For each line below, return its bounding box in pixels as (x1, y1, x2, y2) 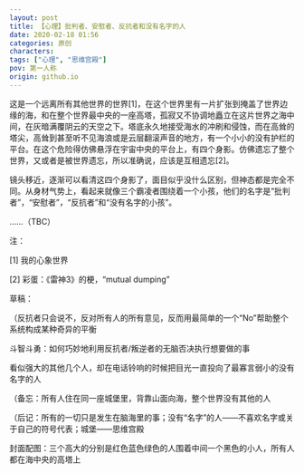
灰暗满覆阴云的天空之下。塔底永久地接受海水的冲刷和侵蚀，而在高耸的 (33, 121, 295, 131)
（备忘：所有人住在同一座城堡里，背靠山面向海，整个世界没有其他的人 (9, 392, 271, 403)
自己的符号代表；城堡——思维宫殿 (16, 423, 145, 434)
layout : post (9, 13, 59, 23)
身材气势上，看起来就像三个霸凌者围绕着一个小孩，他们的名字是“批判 (33, 185, 291, 196)
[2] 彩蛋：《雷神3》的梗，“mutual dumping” (9, 274, 170, 285)
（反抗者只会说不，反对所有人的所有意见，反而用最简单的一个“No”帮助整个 (9, 312, 289, 323)
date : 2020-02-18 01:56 (9, 30, 100, 39)
